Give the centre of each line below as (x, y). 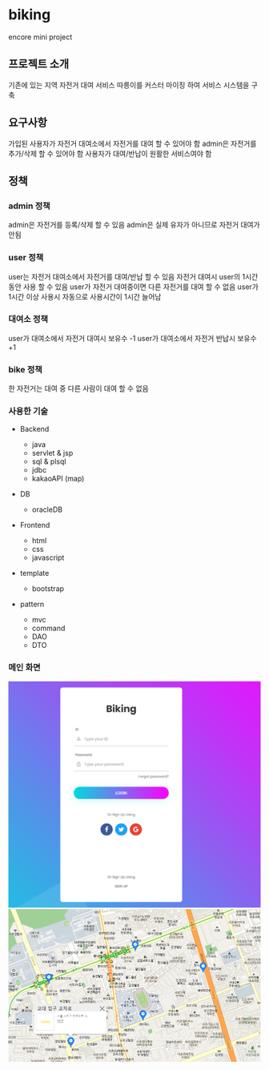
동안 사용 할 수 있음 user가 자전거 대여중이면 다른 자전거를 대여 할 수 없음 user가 (133, 287)
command (48, 628)
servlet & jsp (52, 453)
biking (30, 15)
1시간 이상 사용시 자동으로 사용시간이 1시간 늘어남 (85, 296)
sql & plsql (49, 461)
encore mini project (40, 37)
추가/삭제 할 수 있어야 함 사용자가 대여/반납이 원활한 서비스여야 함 (110, 153)
